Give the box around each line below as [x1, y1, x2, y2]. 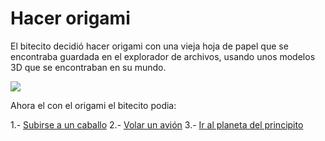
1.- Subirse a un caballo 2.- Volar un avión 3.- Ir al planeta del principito [10, 118, 304, 131]
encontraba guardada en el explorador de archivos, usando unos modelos [10, 50, 316, 62]
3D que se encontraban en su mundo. [10, 61, 167, 73]
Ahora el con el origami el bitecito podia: [10, 99, 177, 111]
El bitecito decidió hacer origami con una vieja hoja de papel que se [10, 40, 289, 52]
